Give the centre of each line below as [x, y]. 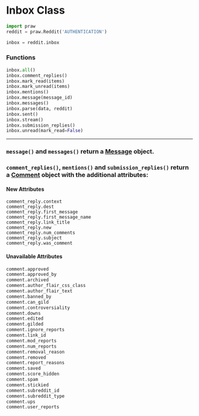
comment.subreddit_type [36, 396]
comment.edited [25, 319]
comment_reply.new [29, 228]
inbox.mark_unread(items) [38, 87]
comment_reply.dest [30, 207]
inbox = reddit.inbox [33, 42]
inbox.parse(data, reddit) [39, 108]
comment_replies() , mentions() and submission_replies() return [98, 168]
